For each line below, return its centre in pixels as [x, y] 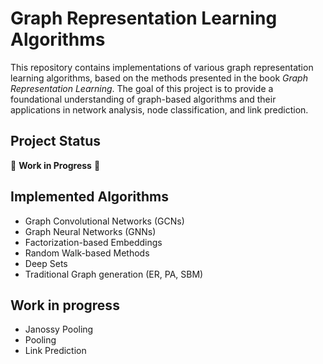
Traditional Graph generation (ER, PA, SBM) [114, 274]
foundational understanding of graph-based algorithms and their [143, 99]
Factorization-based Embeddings [93, 242]
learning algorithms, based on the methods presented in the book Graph [159, 78]
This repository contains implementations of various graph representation [162, 67]
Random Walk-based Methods [87, 253]
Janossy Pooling [59, 329]
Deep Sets [46, 263]
